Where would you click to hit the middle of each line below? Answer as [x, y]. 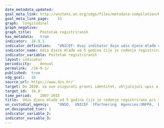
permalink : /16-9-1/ [27, 69]
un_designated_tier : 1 [28, 109]
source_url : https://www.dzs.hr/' [40, 82]
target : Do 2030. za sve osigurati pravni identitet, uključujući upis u [82, 86]
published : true [23, 73]
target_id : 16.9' [24, 91]
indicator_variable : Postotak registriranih [51, 55]
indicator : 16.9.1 [25, 41]
